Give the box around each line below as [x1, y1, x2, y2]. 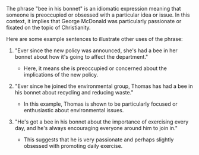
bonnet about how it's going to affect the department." [14, 53, 149, 60]
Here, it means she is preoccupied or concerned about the [23, 65, 168, 72]
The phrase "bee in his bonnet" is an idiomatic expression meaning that [6, 5, 181, 12]
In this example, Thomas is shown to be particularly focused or [23, 100, 178, 107]
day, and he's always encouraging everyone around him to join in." [14, 125, 178, 131]
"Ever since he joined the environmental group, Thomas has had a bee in [14, 83, 193, 90]
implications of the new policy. [23, 71, 99, 78]
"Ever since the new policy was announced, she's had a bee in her [14, 47, 178, 54]
